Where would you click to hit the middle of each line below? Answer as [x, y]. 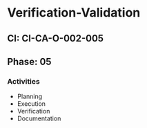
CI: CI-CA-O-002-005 [56, 38]
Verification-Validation [74, 13]
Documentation [39, 118]
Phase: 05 [29, 61]
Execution [31, 104]
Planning [30, 97]
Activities [23, 81]
